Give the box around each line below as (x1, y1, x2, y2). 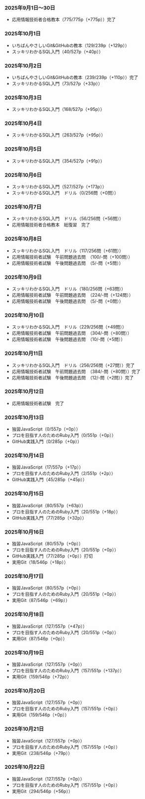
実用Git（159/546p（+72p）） (11, 674, 72, 680)
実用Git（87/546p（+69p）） (11, 597, 70, 603)
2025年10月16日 (4, 529, 44, 535)
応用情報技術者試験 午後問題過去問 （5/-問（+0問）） (11, 298, 124, 304)
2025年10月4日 (4, 120, 43, 127)
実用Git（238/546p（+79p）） (11, 750, 73, 756)
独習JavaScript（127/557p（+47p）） (11, 623, 88, 629)
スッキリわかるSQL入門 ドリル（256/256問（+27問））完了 (11, 362, 135, 368)
